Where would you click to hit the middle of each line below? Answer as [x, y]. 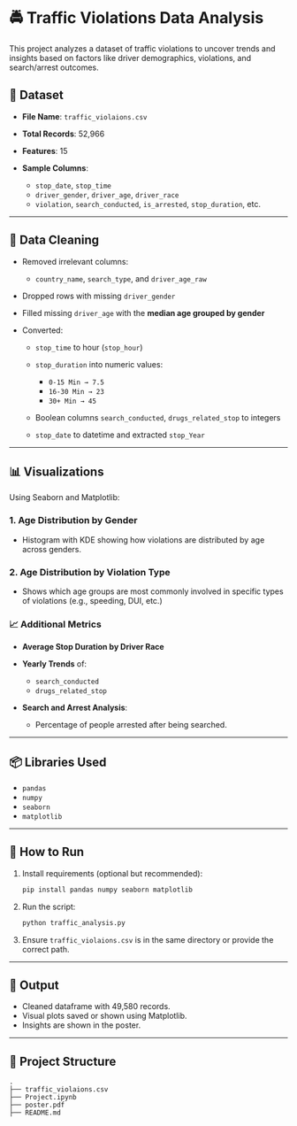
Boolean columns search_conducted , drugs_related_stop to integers [158, 417]
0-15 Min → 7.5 [76, 382]
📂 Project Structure [63, 1061]
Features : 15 [45, 150]
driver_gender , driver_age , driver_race [107, 194]
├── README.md [35, 1113]
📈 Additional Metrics [55, 624]
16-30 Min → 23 [76, 391]
